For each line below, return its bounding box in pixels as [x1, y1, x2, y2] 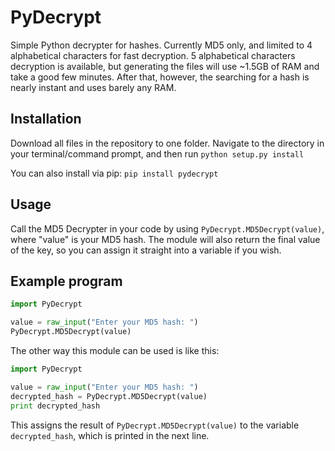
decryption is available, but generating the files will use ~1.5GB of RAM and [10, 60, 320, 72]
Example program [10, 272, 123, 290]
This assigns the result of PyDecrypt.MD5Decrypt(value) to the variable [10, 419, 300, 431]
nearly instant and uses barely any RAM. [10, 81, 177, 93]
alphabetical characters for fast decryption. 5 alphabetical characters [10, 49, 296, 61]
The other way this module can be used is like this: [10, 345, 220, 356]
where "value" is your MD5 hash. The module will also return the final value [10, 233, 321, 245]
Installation [10, 111, 82, 128]
